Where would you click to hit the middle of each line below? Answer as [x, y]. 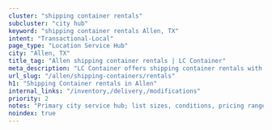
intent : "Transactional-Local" [61, 38]
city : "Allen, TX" [39, 53]
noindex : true [32, 114]
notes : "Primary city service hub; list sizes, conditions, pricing [126, 106]
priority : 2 [28, 99]
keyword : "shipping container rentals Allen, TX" [94, 31]
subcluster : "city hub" [49, 23]
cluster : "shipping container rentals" [76, 16]
